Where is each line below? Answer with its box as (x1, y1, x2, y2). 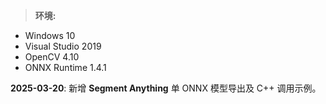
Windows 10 (24, 30, 76, 41)
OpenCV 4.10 (24, 51, 80, 63)
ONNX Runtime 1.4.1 (24, 62, 107, 73)
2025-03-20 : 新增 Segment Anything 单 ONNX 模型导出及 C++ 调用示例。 (10, 82, 322, 94)
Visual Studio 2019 (24, 40, 102, 52)
